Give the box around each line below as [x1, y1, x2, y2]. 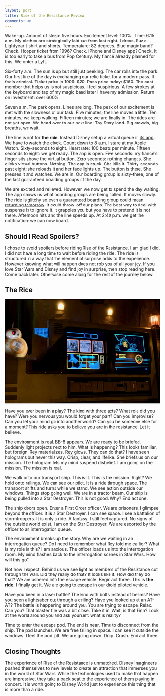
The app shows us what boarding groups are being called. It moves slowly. [5, 192, 157, 198]
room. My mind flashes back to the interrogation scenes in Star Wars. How [5, 551, 156, 558]
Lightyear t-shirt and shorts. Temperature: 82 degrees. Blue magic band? [5, 43, 153, 49]
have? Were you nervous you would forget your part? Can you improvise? [5, 413, 154, 419]
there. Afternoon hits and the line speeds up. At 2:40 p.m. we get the [5, 212, 144, 218]
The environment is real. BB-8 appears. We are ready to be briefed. [5, 439, 141, 445]
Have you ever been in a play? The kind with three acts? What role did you [5, 408, 155, 414]
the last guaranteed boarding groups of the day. [5, 177, 102, 183]
